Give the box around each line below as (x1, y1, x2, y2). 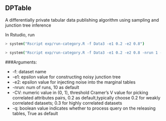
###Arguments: (5, 59, 37, 65)
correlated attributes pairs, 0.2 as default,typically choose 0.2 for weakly (12, 94, 161, 100)
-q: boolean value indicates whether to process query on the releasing (12, 105, 156, 111)
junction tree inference (5, 22, 51, 28)
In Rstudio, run (5, 31, 35, 37)
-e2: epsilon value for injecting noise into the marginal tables (12, 79, 136, 85)
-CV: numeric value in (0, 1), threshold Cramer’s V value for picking (12, 90, 148, 95)
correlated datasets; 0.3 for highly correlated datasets (12, 100, 123, 106)
